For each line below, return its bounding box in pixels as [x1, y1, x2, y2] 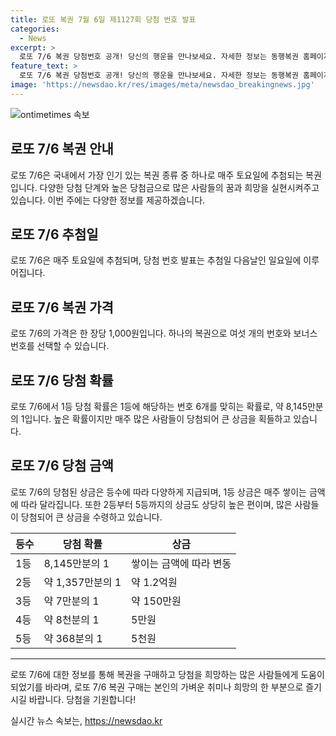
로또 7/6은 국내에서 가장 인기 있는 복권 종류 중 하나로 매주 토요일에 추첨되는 [10, 169, 304, 181]
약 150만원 [131, 594, 182, 608]
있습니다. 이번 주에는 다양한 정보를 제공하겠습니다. [10, 194, 206, 206]
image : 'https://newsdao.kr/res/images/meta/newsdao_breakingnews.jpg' [10, 80, 315, 90]
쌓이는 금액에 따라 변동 [131, 556, 232, 570]
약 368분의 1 [43, 631, 103, 645]
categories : [10, 24, 60, 34]
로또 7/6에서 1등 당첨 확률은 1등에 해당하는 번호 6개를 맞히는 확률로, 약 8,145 [10, 401, 308, 412]
